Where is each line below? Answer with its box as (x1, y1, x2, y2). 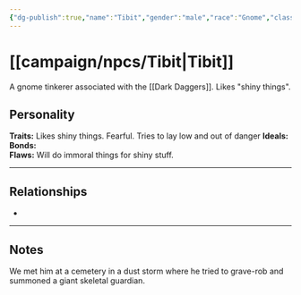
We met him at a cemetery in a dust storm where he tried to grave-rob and (9, 265, 284, 276)
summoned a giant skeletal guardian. (9, 275, 146, 286)
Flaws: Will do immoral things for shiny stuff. (9, 149, 175, 161)
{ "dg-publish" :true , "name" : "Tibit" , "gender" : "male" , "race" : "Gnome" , (9, 13, 271, 22)
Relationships (9, 184, 88, 199)
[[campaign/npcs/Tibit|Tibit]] (9, 51, 235, 72)
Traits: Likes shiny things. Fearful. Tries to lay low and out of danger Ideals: (9, 131, 288, 141)
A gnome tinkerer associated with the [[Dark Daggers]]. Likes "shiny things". (9, 81, 291, 92)
